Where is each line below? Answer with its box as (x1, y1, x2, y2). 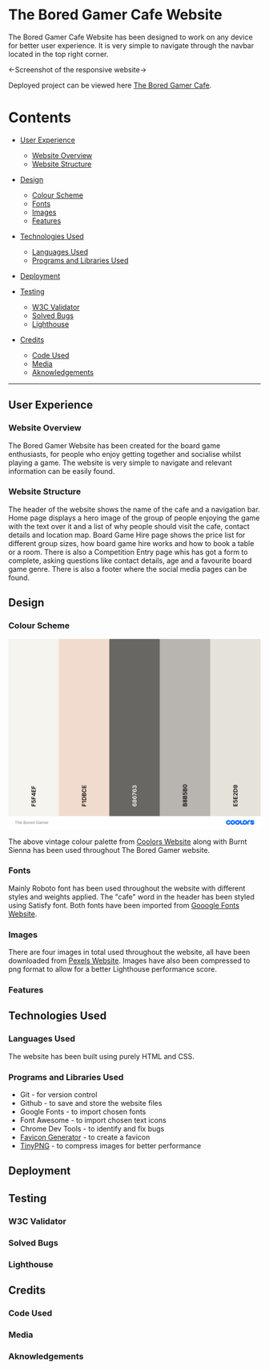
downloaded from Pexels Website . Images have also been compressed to (8, 956, 251, 965)
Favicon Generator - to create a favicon (19, 1132, 151, 1142)
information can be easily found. (8, 466, 115, 475)
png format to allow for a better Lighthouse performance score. (8, 964, 218, 974)
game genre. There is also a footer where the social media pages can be (8, 564, 247, 573)
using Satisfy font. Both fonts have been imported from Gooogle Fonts (8, 900, 240, 910)
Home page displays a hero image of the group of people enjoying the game (8, 512, 260, 523)
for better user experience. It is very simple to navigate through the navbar (8, 40, 255, 50)
